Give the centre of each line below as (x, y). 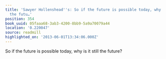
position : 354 (20, 19)
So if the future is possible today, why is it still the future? (64, 51)
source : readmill (23, 32)
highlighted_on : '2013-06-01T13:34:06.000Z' (52, 37)
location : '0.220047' (28, 28)
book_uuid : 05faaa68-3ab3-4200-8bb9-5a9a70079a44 (58, 23)
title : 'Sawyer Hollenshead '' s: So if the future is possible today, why (83, 10)
